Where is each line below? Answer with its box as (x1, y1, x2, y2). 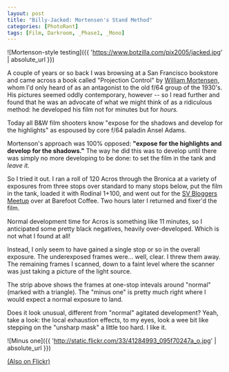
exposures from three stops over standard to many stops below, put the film (7, 182, 223, 190)
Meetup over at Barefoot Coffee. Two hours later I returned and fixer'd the (7, 197, 217, 205)
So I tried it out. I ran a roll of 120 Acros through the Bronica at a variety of (7, 175, 217, 183)
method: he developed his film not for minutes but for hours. (7, 105, 179, 114)
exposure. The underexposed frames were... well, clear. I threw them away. (7, 253, 221, 261)
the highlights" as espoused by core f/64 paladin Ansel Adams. (7, 126, 187, 134)
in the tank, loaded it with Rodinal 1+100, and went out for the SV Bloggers (7, 189, 217, 198)
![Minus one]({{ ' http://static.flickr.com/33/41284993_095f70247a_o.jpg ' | (7, 337, 217, 345)
